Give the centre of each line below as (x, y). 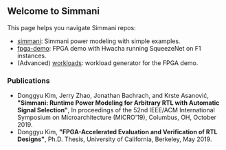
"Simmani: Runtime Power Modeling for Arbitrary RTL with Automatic (118, 103)
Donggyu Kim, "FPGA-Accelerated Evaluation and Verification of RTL (117, 132)
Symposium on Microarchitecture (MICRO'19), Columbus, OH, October (117, 117)
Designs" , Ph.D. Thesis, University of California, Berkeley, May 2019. (114, 139)
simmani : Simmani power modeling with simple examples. (99, 41)
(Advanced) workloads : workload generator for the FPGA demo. (108, 63)
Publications (29, 80)
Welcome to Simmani (53, 11)
